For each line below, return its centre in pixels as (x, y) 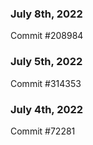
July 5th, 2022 (46, 62)
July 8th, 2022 (46, 14)
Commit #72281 (43, 131)
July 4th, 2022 (47, 109)
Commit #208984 (47, 36)
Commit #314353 (46, 83)
